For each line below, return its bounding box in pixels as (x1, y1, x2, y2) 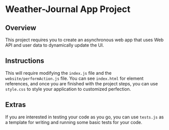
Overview (5, 24, 37, 32)
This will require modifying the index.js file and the (5, 70, 112, 76)
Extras (5, 100, 26, 109)
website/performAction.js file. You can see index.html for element (5, 75, 144, 81)
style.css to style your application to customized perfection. (5, 86, 131, 92)
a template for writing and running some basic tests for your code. (5, 119, 142, 125)
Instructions (5, 57, 44, 65)
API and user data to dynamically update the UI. (5, 42, 104, 48)
